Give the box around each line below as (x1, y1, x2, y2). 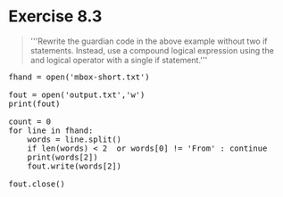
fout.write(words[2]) (27, 160, 122, 171)
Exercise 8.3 (8, 6, 103, 27)
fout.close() (8, 178, 66, 189)
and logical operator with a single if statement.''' (29, 54, 208, 65)
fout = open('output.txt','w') (8, 89, 146, 100)
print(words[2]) (27, 152, 99, 162)
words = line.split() (27, 134, 122, 144)
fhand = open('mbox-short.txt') (8, 71, 150, 82)
